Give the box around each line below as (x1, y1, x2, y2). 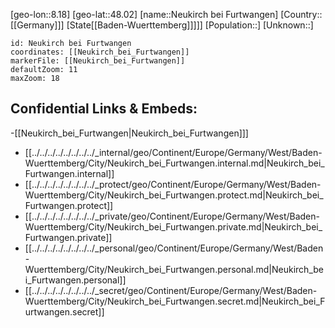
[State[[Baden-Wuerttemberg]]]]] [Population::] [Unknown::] (66, 19, 314, 31)
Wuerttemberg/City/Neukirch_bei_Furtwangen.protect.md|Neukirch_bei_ (24, 189, 324, 201)
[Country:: (280, 9, 323, 20)
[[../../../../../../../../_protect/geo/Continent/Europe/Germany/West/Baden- (24, 178, 322, 190)
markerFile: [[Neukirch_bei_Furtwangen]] (10, 56, 186, 66)
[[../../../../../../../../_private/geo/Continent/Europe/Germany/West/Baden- (24, 210, 320, 222)
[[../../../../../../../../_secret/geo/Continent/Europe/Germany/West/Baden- (24, 284, 318, 296)
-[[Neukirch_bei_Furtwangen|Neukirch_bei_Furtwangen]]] (10, 127, 249, 139)
